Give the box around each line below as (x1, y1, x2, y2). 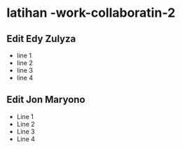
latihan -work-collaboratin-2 (6, 5, 176, 21)
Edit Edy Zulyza (6, 33, 76, 45)
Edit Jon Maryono (6, 94, 85, 106)
